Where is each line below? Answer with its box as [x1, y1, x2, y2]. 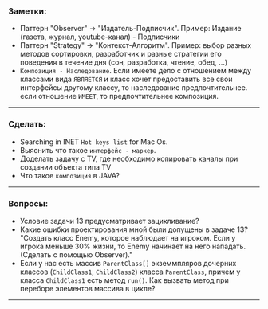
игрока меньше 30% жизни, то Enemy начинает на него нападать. [19, 241, 246, 251]
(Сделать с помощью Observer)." [19, 249, 133, 260]
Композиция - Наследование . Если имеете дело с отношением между [19, 66, 252, 76]
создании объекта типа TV [19, 162, 112, 172]
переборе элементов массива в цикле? [19, 284, 156, 293]
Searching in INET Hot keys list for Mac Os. [19, 137, 168, 147]
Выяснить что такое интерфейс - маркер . [19, 145, 156, 154]
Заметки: [8, 6, 47, 17]
